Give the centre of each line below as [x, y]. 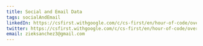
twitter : [17, 28]
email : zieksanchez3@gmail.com [46, 34]
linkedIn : [19, 23]
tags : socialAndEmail [34, 17]
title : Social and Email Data [44, 12]
